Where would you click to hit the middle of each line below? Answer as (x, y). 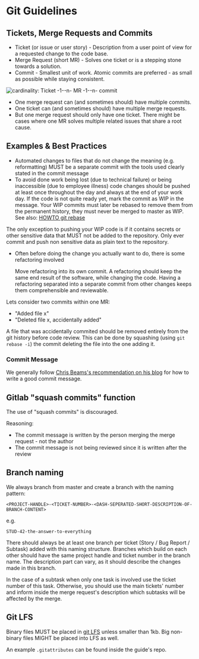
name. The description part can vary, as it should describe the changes (94, 561)
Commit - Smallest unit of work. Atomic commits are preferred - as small (103, 72)
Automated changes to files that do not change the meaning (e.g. (94, 160)
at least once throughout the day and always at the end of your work (99, 192)
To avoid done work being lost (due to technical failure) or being (93, 180)
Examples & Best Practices (56, 146)
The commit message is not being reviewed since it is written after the (101, 447)
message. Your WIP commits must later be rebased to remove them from (104, 205)
